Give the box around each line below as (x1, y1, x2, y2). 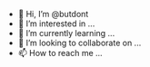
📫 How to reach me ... (17, 48, 103, 58)
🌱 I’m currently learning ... (17, 28, 115, 38)
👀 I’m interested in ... (17, 18, 95, 29)
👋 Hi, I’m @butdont (17, 9, 89, 19)
